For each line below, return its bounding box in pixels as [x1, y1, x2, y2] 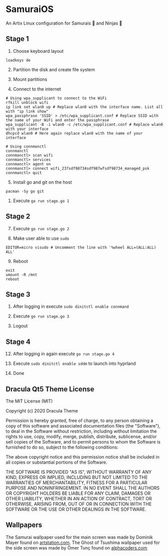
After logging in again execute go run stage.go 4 [13, 351, 115, 357]
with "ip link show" [6, 109, 49, 114]
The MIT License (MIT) [6, 398, 53, 404]
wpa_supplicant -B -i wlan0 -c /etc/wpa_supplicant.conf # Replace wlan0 [6, 122, 163, 127]
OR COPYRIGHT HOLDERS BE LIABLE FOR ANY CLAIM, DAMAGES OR [6, 490, 151, 496]
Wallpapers [6, 521, 42, 529]
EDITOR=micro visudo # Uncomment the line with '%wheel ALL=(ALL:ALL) [6, 245, 156, 250]
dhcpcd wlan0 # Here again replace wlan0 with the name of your [6, 130, 143, 136]
